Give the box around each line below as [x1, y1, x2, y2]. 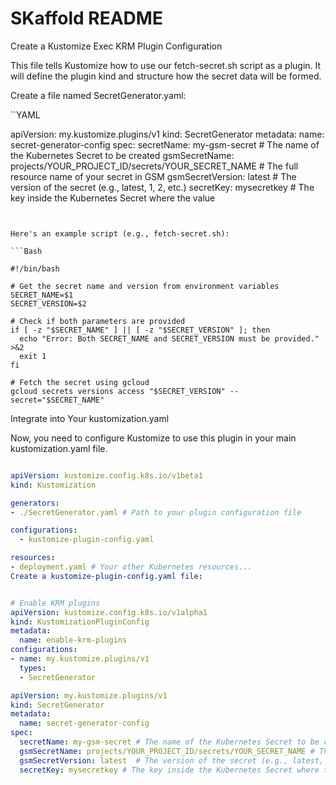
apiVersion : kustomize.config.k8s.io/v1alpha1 [10, 607, 208, 617]
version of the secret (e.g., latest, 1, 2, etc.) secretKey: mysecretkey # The [10, 181, 315, 193]
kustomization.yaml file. [10, 442, 108, 454]
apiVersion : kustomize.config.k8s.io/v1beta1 [10, 470, 203, 481]
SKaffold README [10, 7, 163, 30]
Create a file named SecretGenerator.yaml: [10, 89, 187, 101]
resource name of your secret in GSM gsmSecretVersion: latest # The [10, 170, 297, 182]
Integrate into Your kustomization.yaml [10, 412, 170, 424]
